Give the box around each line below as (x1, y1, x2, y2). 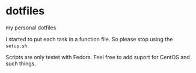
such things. (5, 60, 37, 67)
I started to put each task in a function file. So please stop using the (5, 35, 173, 42)
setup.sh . (5, 42, 29, 49)
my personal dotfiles (5, 24, 57, 31)
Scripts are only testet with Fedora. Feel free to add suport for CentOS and (5, 53, 190, 60)
